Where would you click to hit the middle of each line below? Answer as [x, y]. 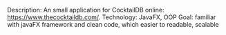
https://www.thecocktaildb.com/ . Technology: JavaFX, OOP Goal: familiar [112, 17]
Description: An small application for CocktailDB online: [86, 10]
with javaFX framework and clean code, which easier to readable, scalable [113, 24]
